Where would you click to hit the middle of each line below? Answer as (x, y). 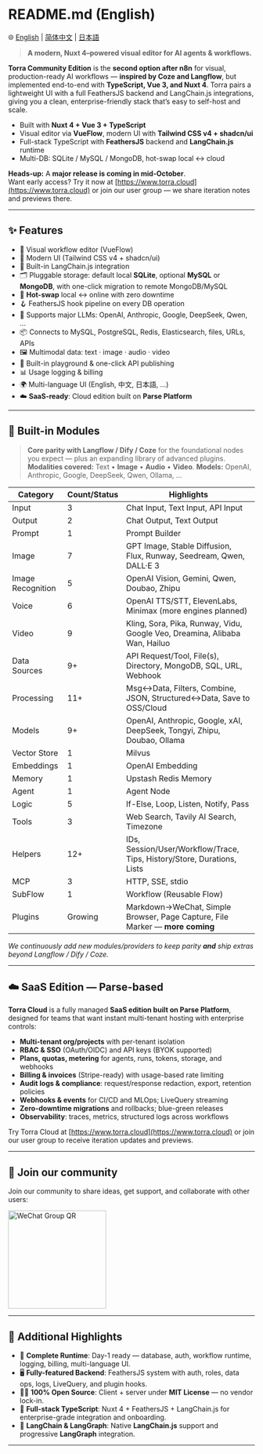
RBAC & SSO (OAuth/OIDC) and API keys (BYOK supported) (116, 1050)
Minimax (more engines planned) (187, 610)
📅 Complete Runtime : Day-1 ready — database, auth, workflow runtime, (135, 1356)
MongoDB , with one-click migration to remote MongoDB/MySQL (124, 286)
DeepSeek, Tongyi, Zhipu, (173, 730)
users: (18, 1200)
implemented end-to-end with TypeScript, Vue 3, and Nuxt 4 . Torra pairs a (130, 85)
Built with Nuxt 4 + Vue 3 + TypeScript (83, 125)
